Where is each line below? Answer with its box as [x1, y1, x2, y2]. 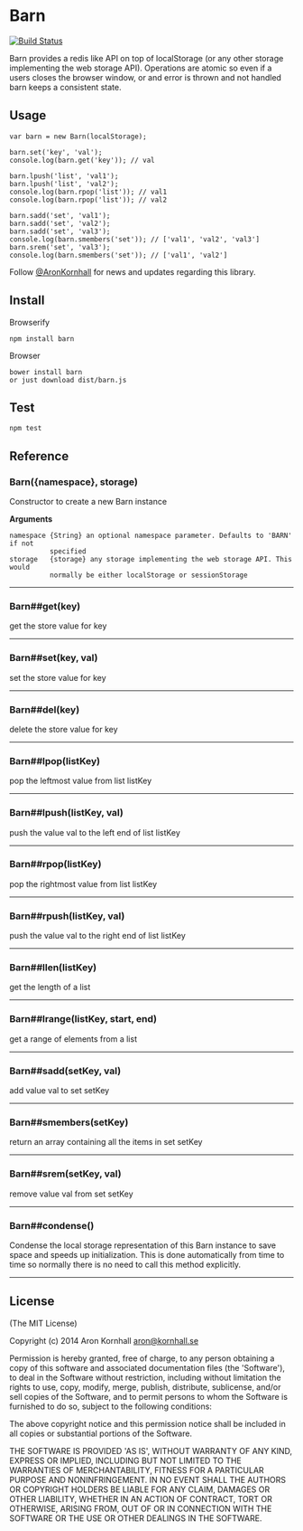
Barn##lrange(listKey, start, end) [9, 1013, 158, 1025]
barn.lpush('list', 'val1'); [9, 171, 119, 181]
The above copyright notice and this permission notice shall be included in [9, 1418, 286, 1429]
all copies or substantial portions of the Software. [9, 1428, 192, 1439]
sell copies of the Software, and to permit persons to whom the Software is [9, 1391, 289, 1402]
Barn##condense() [9, 1219, 95, 1232]
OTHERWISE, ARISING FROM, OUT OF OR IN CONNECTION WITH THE [9, 1503, 272, 1514]
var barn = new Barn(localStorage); [9, 132, 147, 141]
